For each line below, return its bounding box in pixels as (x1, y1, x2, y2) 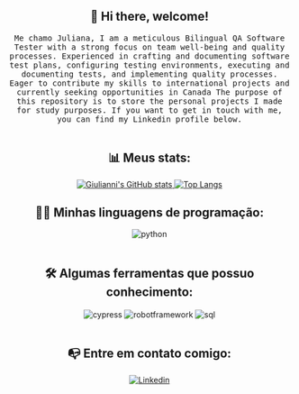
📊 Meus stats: (108, 151, 191, 166)
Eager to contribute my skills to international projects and (9, 78, 290, 88)
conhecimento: (105, 284, 194, 299)
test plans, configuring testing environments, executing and (9, 60, 290, 70)
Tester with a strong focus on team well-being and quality (14, 41, 285, 52)
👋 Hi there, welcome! (89, 9, 210, 24)
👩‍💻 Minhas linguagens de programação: (34, 205, 265, 221)
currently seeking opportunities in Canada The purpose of (15, 87, 283, 97)
